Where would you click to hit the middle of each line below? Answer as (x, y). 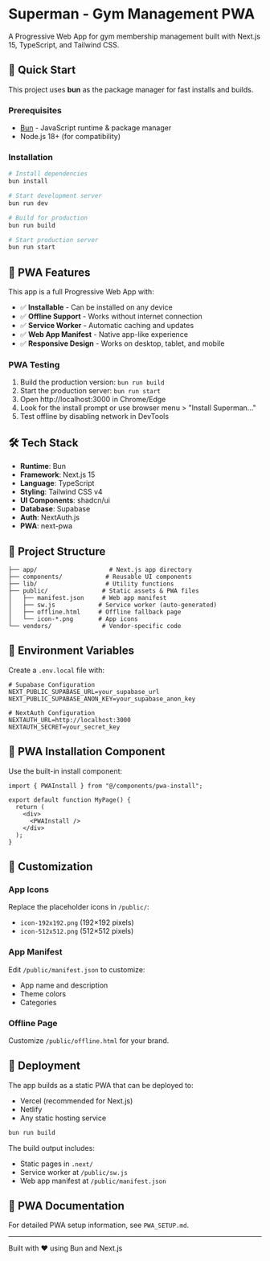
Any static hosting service (63, 1118)
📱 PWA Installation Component (87, 752)
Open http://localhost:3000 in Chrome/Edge (93, 400)
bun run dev (28, 203)
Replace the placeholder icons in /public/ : (79, 907)
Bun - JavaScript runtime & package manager (96, 128)
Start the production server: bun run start (90, 391)
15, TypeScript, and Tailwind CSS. (64, 44)
